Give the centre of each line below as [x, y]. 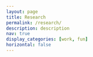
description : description [38, 28]
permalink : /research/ [34, 23]
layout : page [22, 12]
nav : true [18, 34]
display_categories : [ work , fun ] [47, 39]
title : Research [26, 17]
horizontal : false [29, 45]
